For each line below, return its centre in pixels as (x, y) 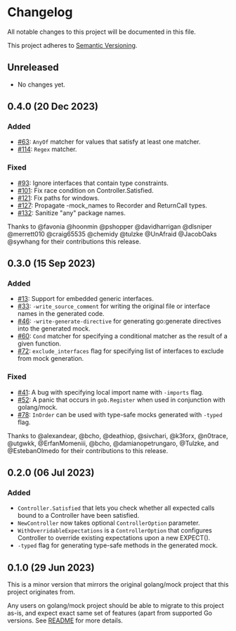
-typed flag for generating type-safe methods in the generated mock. (118, 545)
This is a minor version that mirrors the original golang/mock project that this (118, 585)
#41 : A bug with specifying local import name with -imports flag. (110, 392)
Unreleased (33, 68)
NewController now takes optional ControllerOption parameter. (109, 523)
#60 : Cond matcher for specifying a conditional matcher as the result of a (123, 336)
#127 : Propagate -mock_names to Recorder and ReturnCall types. (112, 205)
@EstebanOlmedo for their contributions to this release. (88, 450)
